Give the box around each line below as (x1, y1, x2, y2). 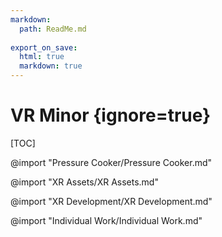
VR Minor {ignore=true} (10, 104, 212, 127)
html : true (19, 52, 65, 62)
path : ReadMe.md (19, 24, 87, 34)
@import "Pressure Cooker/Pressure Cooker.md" (10, 156, 213, 168)
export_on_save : (10, 42, 78, 53)
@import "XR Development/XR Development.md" (10, 195, 213, 207)
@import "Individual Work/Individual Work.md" (10, 214, 203, 226)
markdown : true (19, 61, 83, 71)
